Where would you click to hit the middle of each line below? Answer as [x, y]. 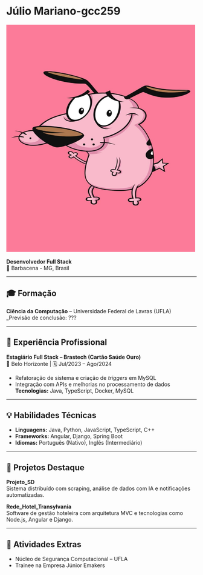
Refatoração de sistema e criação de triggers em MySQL [85, 377]
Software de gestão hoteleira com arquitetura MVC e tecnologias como [95, 513]
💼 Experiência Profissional [57, 343]
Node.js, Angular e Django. [40, 520]
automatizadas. [25, 495]
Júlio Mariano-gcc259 [63, 11]
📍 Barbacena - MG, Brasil [38, 268]
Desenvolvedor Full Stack [39, 261]
